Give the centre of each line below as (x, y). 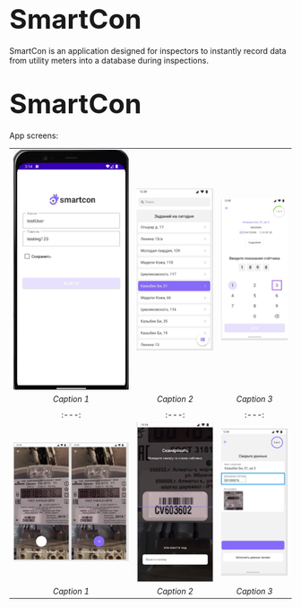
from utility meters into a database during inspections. (109, 60)
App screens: (34, 135)
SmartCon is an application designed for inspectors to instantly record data (148, 50)
